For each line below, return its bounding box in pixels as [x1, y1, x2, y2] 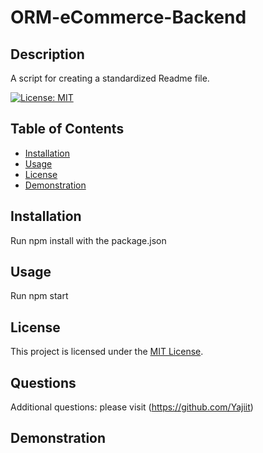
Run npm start [10, 290, 69, 302]
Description [10, 46, 85, 63]
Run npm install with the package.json [10, 234, 167, 246]
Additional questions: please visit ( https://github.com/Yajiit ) [10, 401, 254, 413]
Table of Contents [10, 121, 125, 138]
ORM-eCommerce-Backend [10, 6, 247, 29]
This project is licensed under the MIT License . [10, 346, 204, 358]
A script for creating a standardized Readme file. [10, 72, 210, 84]
